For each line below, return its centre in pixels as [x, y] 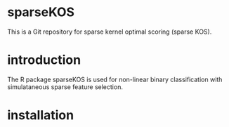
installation [41, 115]
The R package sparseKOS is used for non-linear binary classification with [115, 79]
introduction [44, 60]
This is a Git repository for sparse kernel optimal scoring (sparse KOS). [110, 32]
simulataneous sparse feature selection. [65, 87]
